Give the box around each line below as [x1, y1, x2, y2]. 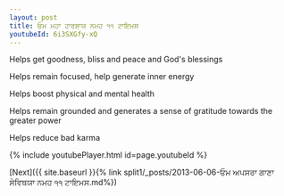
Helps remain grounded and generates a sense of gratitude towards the [9, 106, 273, 117]
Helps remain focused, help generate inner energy [9, 71, 195, 82]
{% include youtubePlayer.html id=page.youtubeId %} [9, 150, 208, 160]
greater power [9, 115, 62, 126]
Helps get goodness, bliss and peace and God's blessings [9, 54, 223, 65]
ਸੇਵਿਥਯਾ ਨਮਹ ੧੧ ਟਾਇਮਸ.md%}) [9, 177, 118, 188]
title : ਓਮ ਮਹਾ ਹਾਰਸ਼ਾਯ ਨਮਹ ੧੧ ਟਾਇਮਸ [9, 21, 139, 30]
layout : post [9, 12, 58, 22]
